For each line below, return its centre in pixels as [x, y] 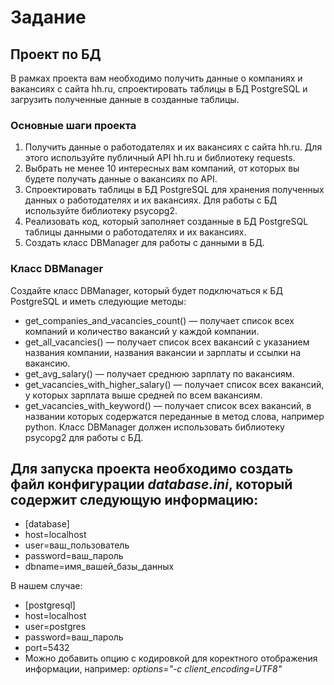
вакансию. [47, 363]
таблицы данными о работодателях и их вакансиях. [135, 232]
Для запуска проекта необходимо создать [152, 468]
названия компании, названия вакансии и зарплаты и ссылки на [163, 352]
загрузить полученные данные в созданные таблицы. [125, 99]
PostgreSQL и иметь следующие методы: [98, 301]
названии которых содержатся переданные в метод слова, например [174, 416]
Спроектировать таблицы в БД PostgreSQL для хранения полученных [174, 190]
